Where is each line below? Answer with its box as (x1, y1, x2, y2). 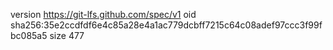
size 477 (49, 30, 85, 41)
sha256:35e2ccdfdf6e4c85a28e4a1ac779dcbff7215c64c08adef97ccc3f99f (10, 19, 323, 31)
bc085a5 (10, 30, 48, 41)
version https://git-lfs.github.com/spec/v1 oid (10, 9, 197, 20)
